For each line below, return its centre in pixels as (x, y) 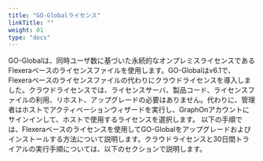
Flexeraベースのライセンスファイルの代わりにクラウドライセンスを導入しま (130, 80)
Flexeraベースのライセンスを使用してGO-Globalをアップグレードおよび (136, 130)
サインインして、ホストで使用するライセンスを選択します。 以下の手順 (122, 119)
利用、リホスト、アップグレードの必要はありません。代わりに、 (138, 100)
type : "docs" (29, 37)
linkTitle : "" (31, 23)
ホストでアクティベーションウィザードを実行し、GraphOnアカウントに (135, 110)
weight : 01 (26, 30)
